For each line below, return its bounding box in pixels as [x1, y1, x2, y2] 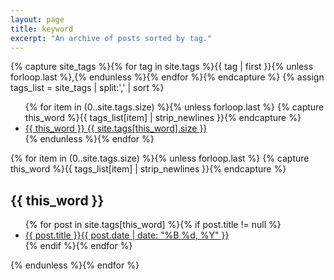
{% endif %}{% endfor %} [24, 240, 133, 252]
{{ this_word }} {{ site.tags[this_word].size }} [24, 122, 208, 135]
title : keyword [10, 24, 74, 34]
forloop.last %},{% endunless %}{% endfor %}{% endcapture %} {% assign [10, 71, 325, 83]
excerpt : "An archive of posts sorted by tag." [10, 33, 213, 43]
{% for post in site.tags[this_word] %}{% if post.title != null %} [24, 219, 282, 231]
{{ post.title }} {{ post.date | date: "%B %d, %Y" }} [24, 229, 230, 241]
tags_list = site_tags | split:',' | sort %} [10, 82, 165, 94]
